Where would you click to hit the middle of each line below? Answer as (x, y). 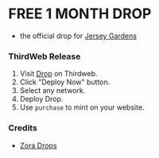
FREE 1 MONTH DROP (80, 14)
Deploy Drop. (41, 99)
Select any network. (52, 91)
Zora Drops (38, 145)
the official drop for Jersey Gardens (78, 36)
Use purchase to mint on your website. (82, 107)
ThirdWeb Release (45, 56)
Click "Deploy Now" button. (65, 82)
